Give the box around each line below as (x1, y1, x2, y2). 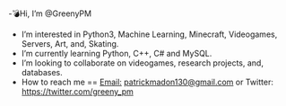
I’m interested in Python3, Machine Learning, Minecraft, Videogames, (21, 29, 278, 40)
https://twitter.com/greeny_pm (21, 86, 134, 97)
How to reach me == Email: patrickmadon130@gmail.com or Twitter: (21, 76, 274, 87)
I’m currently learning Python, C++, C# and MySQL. (21, 49, 212, 58)
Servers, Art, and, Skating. (21, 39, 119, 49)
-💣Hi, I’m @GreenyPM (8, 8, 91, 19)
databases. (21, 67, 64, 77)
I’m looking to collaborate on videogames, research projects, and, (21, 57, 264, 68)
